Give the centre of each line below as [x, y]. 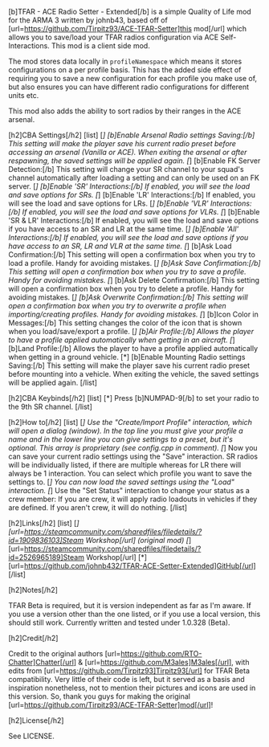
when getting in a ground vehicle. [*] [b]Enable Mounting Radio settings [127, 357]
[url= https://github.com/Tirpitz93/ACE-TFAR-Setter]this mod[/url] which [128, 29]
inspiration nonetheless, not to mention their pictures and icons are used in [132, 688]
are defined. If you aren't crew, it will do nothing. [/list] [98, 508]
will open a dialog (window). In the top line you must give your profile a [126, 431]
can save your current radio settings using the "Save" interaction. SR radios [133, 456]
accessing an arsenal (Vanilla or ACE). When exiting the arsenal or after [128, 152]
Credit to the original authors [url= [65, 653]
